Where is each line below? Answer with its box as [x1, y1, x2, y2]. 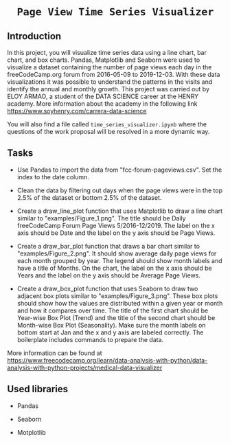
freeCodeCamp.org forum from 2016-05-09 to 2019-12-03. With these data [7, 71, 220, 78]
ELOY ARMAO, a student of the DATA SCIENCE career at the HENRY [7, 92, 199, 100]
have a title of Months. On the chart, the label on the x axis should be [16, 264, 212, 272]
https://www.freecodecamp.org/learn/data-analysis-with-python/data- [7, 356, 208, 364]
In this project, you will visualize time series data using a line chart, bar [7, 49, 207, 56]
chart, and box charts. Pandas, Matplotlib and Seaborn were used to [7, 56, 200, 64]
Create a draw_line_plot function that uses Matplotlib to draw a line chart [16, 207, 223, 215]
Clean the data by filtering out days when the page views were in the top [16, 186, 223, 194]
